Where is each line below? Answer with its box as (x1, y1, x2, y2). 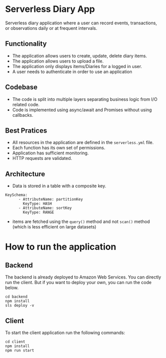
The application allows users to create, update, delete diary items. (12, 53, 147, 59)
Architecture (5, 170, 46, 178)
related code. (12, 101, 40, 107)
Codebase (5, 83, 38, 91)
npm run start (5, 348, 35, 353)
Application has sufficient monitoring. (12, 150, 89, 156)
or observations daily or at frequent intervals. (5, 25, 98, 31)
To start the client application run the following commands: (5, 330, 125, 336)
